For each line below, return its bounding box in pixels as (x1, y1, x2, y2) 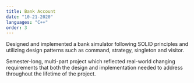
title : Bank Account (6, 8, 57, 15)
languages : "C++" (6, 19, 48, 25)
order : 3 (6, 24, 27, 31)
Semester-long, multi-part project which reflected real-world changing (6, 58, 176, 65)
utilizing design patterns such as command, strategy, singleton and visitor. (6, 47, 185, 54)
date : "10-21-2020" (6, 14, 54, 20)
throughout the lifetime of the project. (6, 70, 96, 77)
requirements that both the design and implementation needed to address (6, 64, 184, 71)
